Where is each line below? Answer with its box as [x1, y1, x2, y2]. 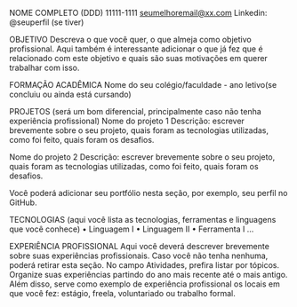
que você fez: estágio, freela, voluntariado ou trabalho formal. [9, 288, 236, 298]
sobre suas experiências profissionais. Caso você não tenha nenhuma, [9, 250, 269, 261]
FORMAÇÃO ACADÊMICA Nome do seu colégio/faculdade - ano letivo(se [9, 80, 277, 90]
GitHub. [9, 197, 37, 208]
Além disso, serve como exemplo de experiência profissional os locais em [9, 279, 280, 289]
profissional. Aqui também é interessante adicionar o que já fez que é [9, 43, 264, 54]
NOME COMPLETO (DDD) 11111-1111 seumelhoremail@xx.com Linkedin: [9, 8, 268, 18]
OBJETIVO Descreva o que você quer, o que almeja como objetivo [9, 35, 252, 44]
